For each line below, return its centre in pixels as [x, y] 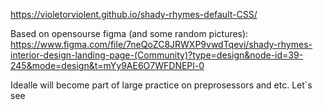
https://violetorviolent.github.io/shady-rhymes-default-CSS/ [134, 14]
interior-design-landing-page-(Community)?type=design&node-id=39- [157, 55]
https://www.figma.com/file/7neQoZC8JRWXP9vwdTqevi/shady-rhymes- [161, 44]
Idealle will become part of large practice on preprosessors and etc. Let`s [161, 85]
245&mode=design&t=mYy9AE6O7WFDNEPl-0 [107, 65]
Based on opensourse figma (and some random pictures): [129, 33]
